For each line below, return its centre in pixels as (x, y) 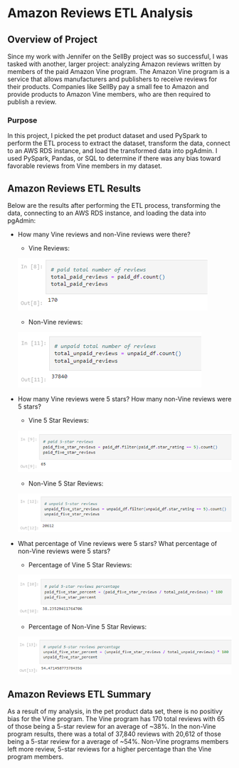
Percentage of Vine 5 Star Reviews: (80, 565)
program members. (36, 757)
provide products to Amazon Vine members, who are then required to (109, 94)
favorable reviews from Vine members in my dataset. (85, 166)
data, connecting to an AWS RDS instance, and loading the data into (107, 213)
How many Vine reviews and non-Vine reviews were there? (104, 235)
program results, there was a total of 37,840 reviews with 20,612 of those (115, 734)
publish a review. (32, 102)
